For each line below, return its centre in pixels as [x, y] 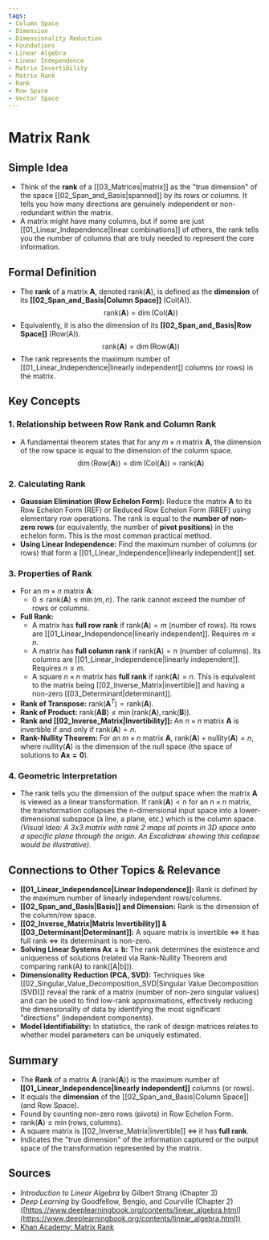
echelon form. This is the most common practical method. [116, 535]
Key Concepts [44, 401]
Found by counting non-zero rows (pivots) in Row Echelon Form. [126, 1114]
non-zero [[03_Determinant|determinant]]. [102, 694]
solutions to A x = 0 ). [55, 755]
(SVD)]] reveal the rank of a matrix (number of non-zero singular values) [139, 992]
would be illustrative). [55, 845]
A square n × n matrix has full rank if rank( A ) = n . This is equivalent [143, 676]
